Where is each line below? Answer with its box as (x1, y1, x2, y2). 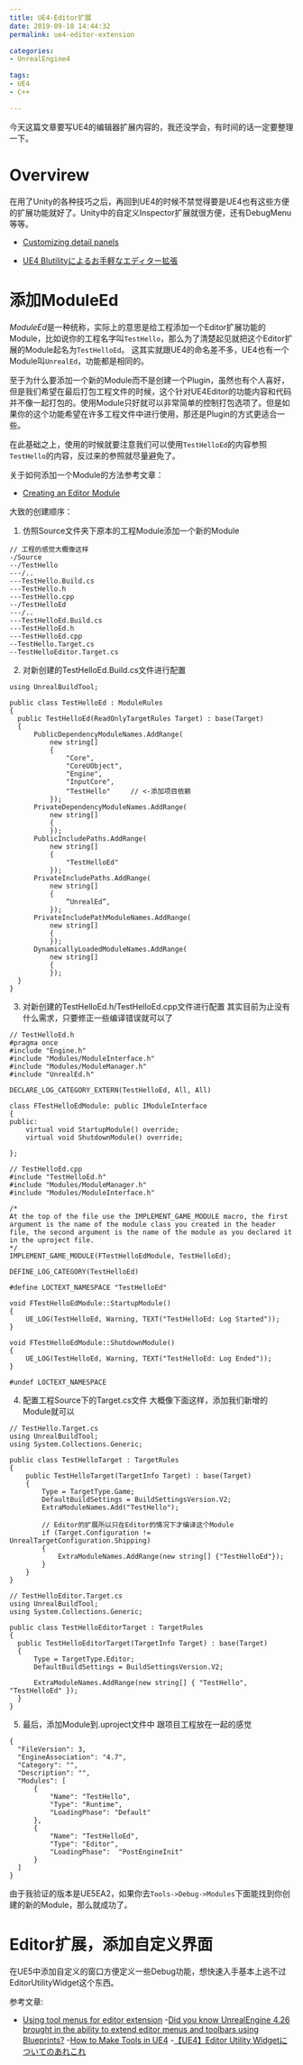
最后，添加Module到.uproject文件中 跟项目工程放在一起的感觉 (22, 1719, 252, 1729)
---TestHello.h (9, 584, 67, 594)
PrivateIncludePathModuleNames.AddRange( (32, 913, 192, 922)
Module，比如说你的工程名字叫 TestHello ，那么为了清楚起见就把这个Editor (9, 333, 286, 344)
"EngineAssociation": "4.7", (17, 1752, 127, 1762)
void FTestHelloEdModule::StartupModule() (9, 1298, 171, 1308)
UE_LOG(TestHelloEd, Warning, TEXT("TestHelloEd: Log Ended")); (25, 1354, 272, 1363)
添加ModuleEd (9, 290, 119, 310)
